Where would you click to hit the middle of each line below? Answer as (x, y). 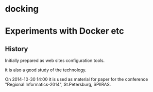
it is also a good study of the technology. (46, 70)
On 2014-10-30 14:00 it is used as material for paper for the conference (76, 79)
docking (22, 9)
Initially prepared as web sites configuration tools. (55, 61)
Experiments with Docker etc (65, 31)
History (17, 49)
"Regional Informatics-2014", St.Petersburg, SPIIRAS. (58, 84)
